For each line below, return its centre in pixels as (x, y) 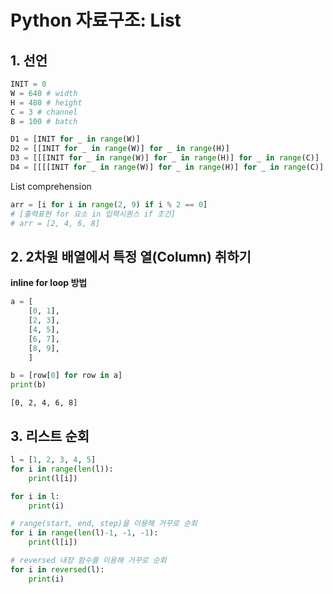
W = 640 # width (44, 93)
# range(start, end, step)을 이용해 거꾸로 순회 (104, 524)
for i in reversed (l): (57, 569)
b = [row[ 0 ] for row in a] (66, 376)
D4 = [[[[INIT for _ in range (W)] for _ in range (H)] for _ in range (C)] (167, 167)
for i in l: (35, 496)
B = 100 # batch (44, 121)
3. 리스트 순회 (50, 436)
